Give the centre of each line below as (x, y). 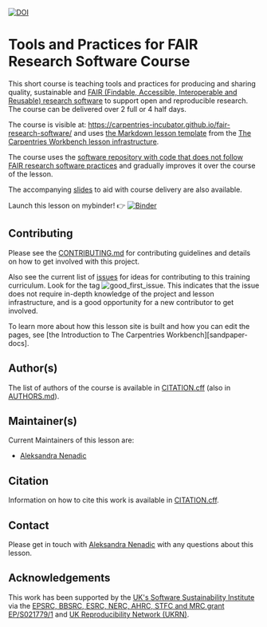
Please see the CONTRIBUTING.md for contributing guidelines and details (130, 252)
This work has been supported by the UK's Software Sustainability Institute (132, 597)
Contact (29, 525)
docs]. (19, 343)
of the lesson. (31, 174)
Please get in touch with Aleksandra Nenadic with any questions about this (131, 544)
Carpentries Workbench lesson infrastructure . (84, 141)
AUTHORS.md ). (34, 396)
